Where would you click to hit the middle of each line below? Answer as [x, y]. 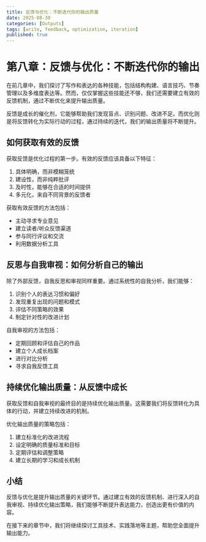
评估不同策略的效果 [40, 309]
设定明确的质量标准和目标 [48, 444]
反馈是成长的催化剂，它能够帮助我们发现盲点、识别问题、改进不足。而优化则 [103, 114]
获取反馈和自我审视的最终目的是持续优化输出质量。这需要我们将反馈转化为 [100, 403]
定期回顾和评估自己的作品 [48, 343]
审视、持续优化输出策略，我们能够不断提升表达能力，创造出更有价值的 [100, 505]
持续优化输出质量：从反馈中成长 [67, 387]
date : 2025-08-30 [29, 18]
